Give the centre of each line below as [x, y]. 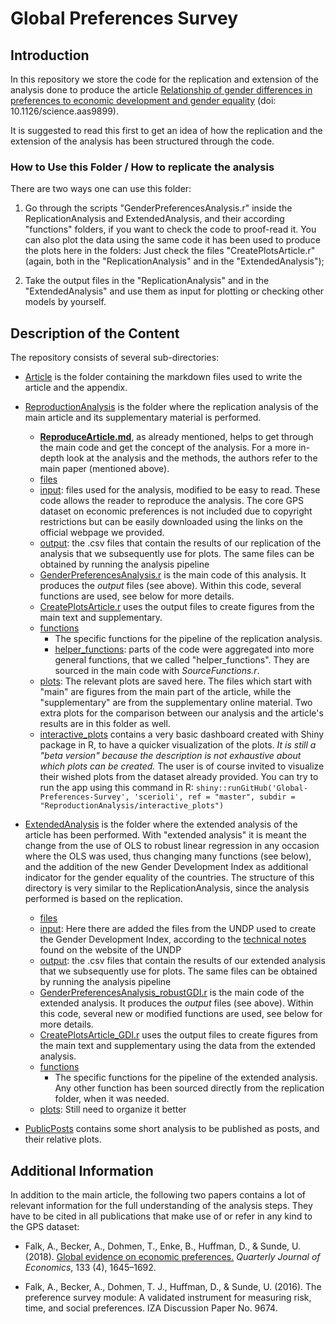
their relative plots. [63, 1139]
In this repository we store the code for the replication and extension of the [164, 79]
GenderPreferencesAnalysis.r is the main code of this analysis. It [173, 575]
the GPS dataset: [45, 1226]
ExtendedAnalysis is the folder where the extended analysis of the [161, 824]
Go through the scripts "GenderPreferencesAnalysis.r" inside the [158, 208]
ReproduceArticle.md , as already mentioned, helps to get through [176, 437]
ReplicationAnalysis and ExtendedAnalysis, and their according [154, 219]
